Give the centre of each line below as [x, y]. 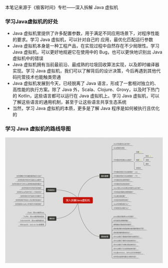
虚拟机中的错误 [28, 58]
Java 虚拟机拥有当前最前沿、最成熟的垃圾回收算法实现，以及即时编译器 [86, 64]
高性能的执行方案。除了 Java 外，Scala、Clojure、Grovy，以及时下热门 [86, 89]
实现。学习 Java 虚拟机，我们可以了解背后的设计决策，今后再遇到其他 [84, 71]
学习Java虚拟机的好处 [32, 21]
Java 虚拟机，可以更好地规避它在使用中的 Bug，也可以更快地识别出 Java [87, 52]
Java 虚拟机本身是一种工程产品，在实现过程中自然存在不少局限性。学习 [86, 46]
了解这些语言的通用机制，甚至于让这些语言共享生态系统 [69, 102]
